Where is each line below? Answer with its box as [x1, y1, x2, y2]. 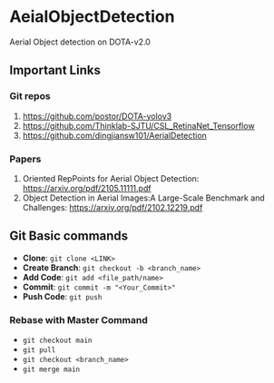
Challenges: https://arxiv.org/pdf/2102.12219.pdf [22, 201, 203, 212]
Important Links [9, 63, 102, 78]
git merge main [22, 365, 81, 374]
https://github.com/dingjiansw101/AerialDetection [22, 130, 207, 141]
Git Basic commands [9, 229, 129, 244]
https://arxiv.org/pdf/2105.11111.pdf [22, 182, 152, 193]
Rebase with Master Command [9, 313, 148, 326]
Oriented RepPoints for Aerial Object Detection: [22, 172, 200, 183]
